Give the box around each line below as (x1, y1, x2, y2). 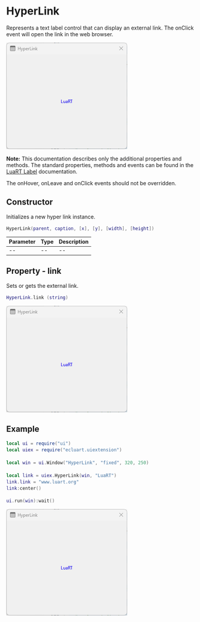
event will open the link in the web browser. (6, 30, 114, 37)
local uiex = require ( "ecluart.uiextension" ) (6, 447, 122, 453)
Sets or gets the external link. (6, 282, 79, 289)
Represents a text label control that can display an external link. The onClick (6, 24, 194, 31)
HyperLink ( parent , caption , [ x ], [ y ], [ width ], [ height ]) (6, 225, 154, 232)
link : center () (6, 485, 42, 491)
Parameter (8, 238, 36, 246)
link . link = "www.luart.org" (6, 478, 79, 485)
